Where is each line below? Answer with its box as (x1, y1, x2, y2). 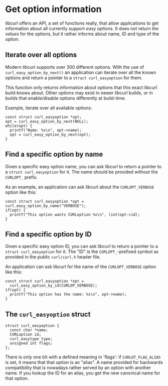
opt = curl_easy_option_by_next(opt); (10, 132, 91, 137)
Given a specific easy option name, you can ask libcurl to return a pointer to (5, 163, 162, 169)
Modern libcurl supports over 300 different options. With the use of (5, 64, 144, 70)
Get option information (5, 4, 102, 15)
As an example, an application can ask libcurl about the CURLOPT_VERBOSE (5, 184, 154, 190)
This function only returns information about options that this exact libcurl (5, 84, 157, 90)
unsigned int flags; (10, 341, 53, 346)
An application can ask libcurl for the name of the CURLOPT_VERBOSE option (5, 264, 156, 270)
